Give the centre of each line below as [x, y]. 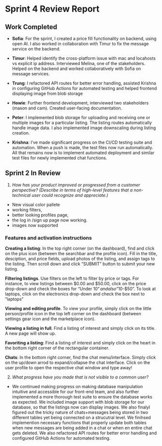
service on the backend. [36, 49]
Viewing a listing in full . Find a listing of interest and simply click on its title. [80, 328]
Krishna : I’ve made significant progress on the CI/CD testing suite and [82, 142]
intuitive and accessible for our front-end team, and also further [75, 392]
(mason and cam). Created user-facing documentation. [67, 108]
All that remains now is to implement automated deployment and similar [83, 153]
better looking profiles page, [40, 215]
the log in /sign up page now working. [50, 220]
